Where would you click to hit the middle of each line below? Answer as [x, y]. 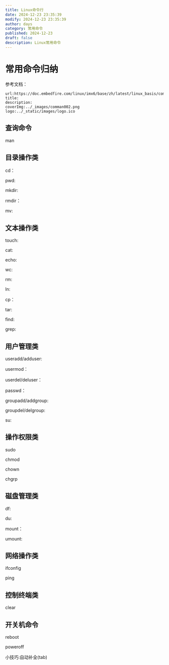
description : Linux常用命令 [33, 43]
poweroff [15, 647]
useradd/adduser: [24, 359]
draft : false [19, 38]
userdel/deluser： [24, 380]
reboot [12, 637]
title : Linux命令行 [24, 10]
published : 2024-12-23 [29, 33]
